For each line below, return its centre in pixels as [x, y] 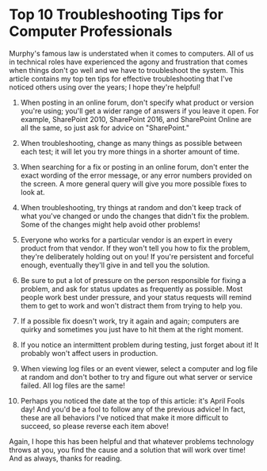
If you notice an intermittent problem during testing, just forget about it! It [139, 345]
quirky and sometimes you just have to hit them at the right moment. [132, 329]
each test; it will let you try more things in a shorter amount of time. [130, 151]
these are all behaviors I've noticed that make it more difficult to [124, 417]
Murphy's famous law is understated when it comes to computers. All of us [132, 53]
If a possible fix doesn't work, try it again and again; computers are [130, 321]
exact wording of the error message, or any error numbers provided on [136, 175]
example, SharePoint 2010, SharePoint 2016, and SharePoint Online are [136, 119]
